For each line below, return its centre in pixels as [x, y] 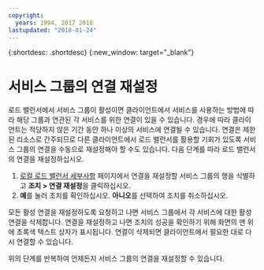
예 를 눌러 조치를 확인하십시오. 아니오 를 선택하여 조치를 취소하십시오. [124, 196]
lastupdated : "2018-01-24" [52, 30]
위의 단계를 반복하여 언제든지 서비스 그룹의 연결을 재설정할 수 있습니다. [116, 259]
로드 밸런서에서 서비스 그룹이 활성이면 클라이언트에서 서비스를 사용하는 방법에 [127, 110]
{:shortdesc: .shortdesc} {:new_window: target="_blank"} [101, 53]
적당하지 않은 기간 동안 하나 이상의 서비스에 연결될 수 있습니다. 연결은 [135, 130]
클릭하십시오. [111, 186]
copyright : [26, 15]
